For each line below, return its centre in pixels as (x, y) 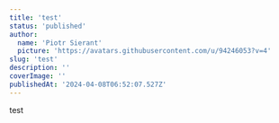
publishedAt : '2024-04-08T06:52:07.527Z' (88, 84)
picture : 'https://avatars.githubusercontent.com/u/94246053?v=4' (144, 51)
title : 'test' (36, 18)
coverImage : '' (38, 76)
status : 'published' (48, 26)
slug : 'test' (34, 59)
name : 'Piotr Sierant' (60, 43)
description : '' (40, 68)
